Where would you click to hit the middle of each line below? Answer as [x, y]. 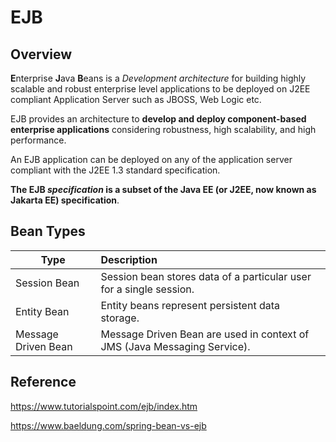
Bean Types [48, 231]
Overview [41, 54]
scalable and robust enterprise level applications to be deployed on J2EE [160, 89]
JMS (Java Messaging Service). [175, 346]
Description [129, 259]
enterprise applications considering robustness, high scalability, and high [163, 129]
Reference [43, 382]
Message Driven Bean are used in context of [205, 334]
